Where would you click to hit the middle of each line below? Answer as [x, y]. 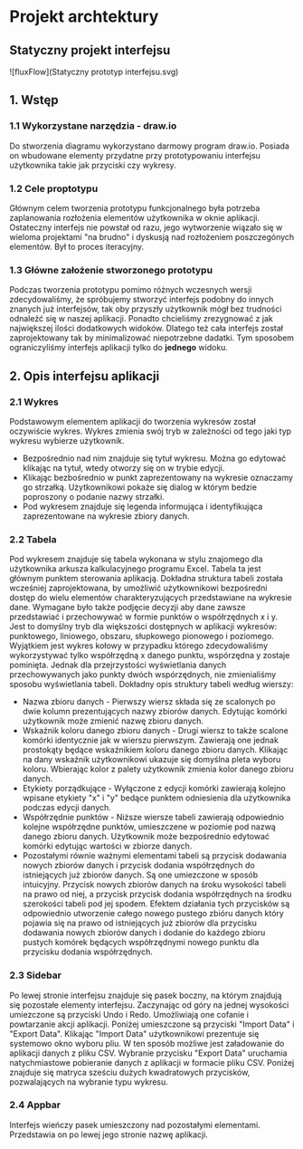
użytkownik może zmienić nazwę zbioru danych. [113, 721]
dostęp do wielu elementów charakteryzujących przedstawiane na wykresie [151, 598]
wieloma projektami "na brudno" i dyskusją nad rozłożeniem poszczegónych [152, 236]
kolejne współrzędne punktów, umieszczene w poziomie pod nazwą [149, 827]
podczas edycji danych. [66, 808]
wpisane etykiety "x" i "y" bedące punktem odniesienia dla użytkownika [156, 798]
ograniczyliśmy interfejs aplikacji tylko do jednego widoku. [119, 348]
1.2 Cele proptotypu [54, 188]
